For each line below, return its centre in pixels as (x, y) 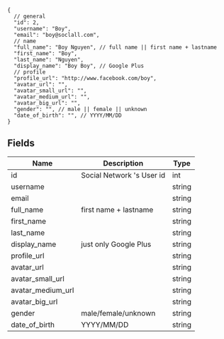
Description (123, 163)
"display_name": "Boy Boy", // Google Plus (79, 66)
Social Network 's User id (123, 175)
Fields (21, 143)
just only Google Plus (116, 244)
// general (30, 16)
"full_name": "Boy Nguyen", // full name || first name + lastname (116, 47)
